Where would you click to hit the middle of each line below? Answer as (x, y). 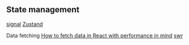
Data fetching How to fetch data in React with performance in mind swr (94, 36)
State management (43, 10)
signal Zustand (25, 24)
